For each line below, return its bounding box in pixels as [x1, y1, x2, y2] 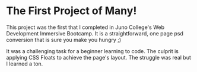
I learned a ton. [6, 60, 43, 67]
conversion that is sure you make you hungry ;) [6, 36, 122, 43]
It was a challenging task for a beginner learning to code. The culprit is [6, 47, 179, 54]
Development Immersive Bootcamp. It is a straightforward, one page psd [6, 30, 184, 37]
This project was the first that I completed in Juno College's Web [6, 24, 165, 31]
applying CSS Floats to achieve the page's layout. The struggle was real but [6, 54, 192, 61]
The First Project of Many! [6, 4, 137, 18]
